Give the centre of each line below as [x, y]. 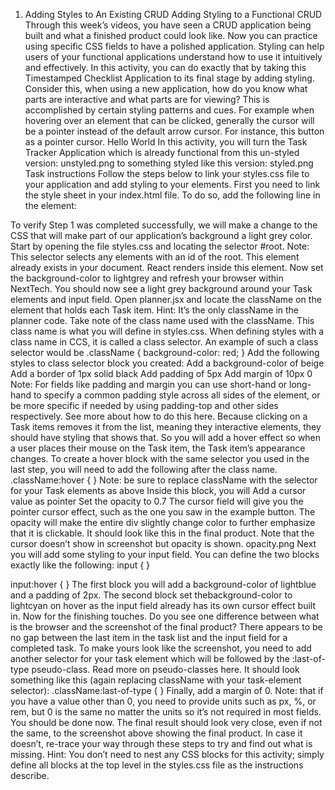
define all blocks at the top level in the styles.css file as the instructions [157, 765]
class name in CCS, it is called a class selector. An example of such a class [164, 342]
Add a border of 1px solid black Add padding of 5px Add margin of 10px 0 [161, 373]
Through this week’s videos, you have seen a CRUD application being [168, 25]
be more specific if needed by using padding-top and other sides [144, 405]
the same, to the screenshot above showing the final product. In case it [156, 733]
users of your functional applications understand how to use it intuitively [173, 57]
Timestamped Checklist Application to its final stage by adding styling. [169, 78]
